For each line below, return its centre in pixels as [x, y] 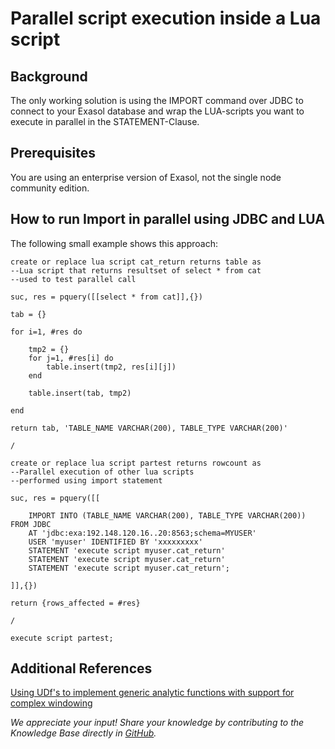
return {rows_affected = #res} [75, 603]
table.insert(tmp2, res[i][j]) [111, 367]
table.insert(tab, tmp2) [80, 393]
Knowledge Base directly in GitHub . [83, 733]
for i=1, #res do [46, 332]
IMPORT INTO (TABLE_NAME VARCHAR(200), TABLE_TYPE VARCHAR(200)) [167, 515]
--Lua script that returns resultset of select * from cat [136, 270]
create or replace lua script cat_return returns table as [136, 262]
